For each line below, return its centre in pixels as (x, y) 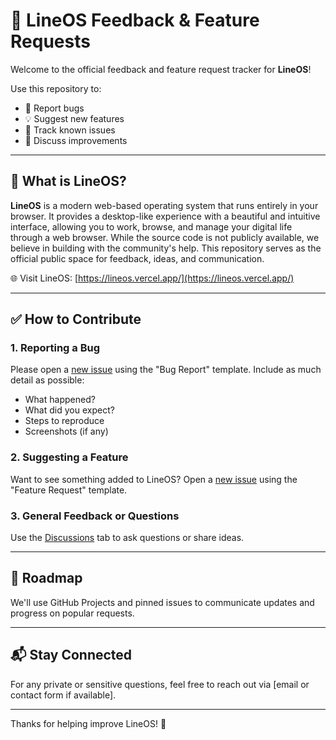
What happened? (60, 400)
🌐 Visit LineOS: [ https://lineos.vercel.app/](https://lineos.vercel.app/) (152, 278)
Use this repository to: (56, 88)
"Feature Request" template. (69, 490)
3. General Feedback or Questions (95, 516)
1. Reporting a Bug (55, 348)
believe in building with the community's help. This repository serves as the (166, 248)
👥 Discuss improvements (76, 140)
